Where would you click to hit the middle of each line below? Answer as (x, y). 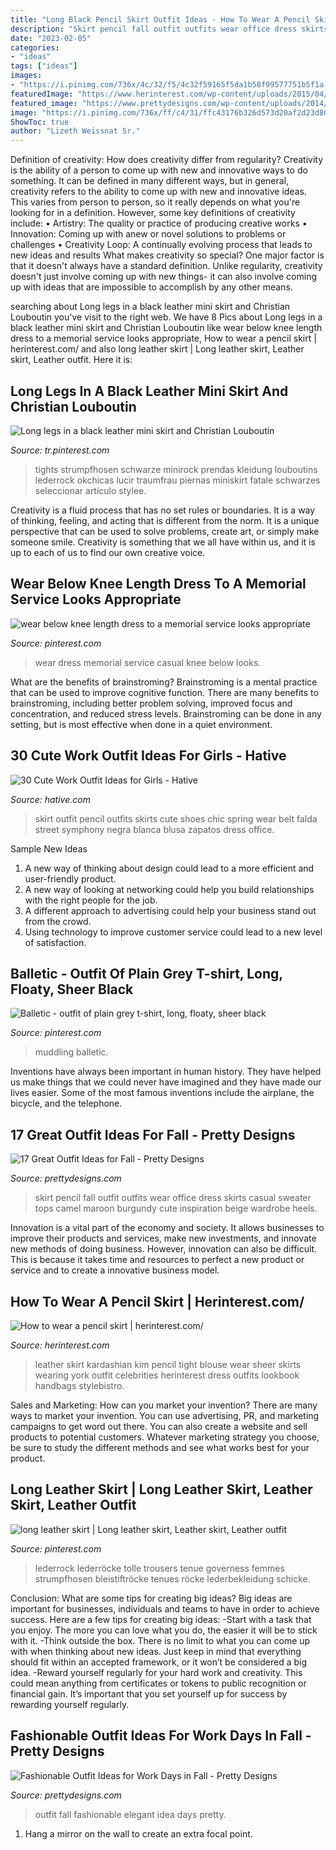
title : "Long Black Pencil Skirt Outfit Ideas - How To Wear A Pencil (160, 19)
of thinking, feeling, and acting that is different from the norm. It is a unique (165, 520)
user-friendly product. (70, 878)
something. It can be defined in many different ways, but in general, (150, 181)
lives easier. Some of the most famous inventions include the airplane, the (162, 1093)
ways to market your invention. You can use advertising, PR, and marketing (165, 1415)
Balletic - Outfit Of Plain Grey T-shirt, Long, (146, 973)
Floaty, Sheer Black (72, 989)
